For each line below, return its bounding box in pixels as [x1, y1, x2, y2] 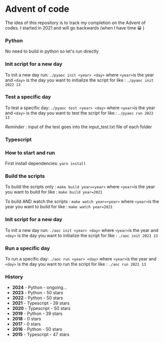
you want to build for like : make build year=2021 [5, 189, 103, 195]
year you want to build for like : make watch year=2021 [5, 204, 113, 210]
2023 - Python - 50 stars [12, 290, 63, 296]
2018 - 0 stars [12, 316, 41, 322]
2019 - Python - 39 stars [12, 311, 63, 316]
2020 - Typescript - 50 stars [12, 306, 71, 312]
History [5, 273, 24, 280]
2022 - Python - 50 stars [12, 295, 63, 301]
